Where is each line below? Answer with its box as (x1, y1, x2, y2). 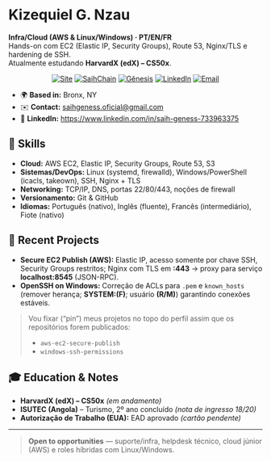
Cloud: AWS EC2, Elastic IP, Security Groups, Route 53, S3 (19, 158, 215, 168)
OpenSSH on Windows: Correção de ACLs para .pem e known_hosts (19, 280, 244, 290)
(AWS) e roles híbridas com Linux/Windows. (27, 445, 175, 455)
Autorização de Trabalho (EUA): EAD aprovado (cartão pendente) (19, 414, 242, 423)
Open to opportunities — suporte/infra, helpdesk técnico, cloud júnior (27, 436, 262, 446)
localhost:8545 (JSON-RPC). (19, 272, 119, 282)
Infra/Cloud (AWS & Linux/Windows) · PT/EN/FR (8, 32, 172, 42)
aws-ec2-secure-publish (40, 339, 121, 347)
